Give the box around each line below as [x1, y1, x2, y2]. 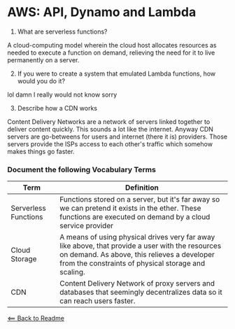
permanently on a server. [7, 55, 80, 64]
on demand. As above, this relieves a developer [59, 250, 215, 260]
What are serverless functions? [17, 27, 108, 36]
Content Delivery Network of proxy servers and [59, 279, 215, 288]
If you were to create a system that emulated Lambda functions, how [17, 69, 216, 78]
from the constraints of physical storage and [59, 258, 206, 268]
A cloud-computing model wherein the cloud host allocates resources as [7, 41, 217, 49]
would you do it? [17, 76, 65, 85]
